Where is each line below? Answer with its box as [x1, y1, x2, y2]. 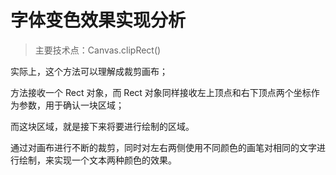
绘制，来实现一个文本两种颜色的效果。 [18, 154, 177, 166]
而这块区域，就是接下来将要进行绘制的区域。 [10, 120, 195, 132]
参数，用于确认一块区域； [18, 99, 125, 111]
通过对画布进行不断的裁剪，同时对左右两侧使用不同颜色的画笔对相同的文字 [10, 141, 317, 153]
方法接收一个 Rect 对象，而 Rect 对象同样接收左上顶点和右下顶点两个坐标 [10, 86, 312, 98]
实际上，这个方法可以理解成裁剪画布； [10, 65, 168, 77]
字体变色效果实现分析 [10, 9, 187, 32]
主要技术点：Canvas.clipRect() [34, 44, 162, 56]
